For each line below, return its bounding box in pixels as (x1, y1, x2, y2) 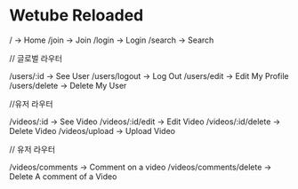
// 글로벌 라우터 (9, 52, 63, 63)
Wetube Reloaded (9, 5, 144, 26)
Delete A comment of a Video (9, 170, 117, 182)
